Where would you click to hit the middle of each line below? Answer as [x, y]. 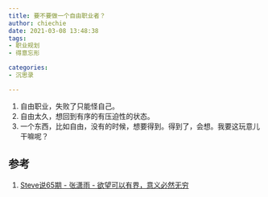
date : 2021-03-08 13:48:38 [54, 31]
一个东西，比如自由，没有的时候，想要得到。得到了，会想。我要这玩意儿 [140, 126]
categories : [28, 68]
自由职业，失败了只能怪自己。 [69, 106]
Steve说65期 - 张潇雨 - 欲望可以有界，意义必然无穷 [104, 185]
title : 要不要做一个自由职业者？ [57, 16]
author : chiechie [37, 23]
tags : [17, 38]
